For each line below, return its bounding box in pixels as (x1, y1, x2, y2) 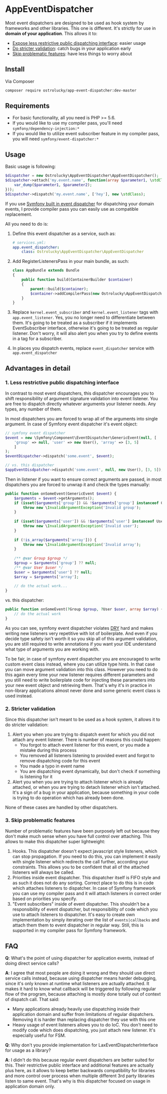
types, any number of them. (5, 406, 62, 412)
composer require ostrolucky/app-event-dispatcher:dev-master (5, 88, 137, 93)
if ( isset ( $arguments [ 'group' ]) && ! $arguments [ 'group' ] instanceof (14, 501, 159, 505)
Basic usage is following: (5, 164, 56, 169)
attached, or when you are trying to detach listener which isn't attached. (12, 784, 161, 790)
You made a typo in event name (19, 763, 85, 769)
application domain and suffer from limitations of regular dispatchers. (12, 1011, 155, 1017)
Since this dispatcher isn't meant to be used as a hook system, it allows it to (5, 717, 161, 723)
